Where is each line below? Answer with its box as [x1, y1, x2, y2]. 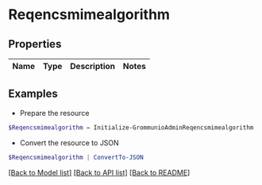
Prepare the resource [19, 108, 90, 118]
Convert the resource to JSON [19, 137, 119, 148]
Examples [8, 87, 58, 101]
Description [70, 61, 115, 71]
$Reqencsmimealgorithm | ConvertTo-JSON [8, 153, 144, 161]
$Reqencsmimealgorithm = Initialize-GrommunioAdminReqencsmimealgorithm [8, 123, 254, 132]
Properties [8, 37, 62, 51]
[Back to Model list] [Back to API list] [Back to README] [8, 168, 191, 177]
